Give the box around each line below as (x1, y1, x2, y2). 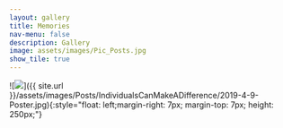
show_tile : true (9, 55, 70, 64)
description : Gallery (9, 38, 91, 47)
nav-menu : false (9, 30, 70, 38)
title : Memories (9, 21, 70, 30)
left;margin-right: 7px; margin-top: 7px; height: (102, 99, 274, 110)
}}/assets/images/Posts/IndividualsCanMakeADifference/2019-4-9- (9, 90, 259, 100)
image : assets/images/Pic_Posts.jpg (9, 47, 146, 55)
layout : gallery (9, 13, 70, 22)
